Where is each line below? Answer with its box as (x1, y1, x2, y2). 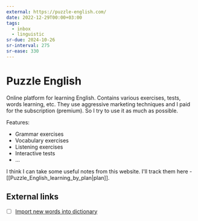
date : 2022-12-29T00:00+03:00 (6, 14, 83, 21)
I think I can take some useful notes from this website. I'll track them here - (6, 167, 193, 175)
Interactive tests (14, 149, 56, 157)
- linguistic (11, 31, 45, 37)
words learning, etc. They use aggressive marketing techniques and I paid (6, 100, 191, 107)
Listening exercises (14, 143, 63, 150)
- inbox (11, 25, 31, 32)
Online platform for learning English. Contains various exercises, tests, (6, 94, 181, 101)
